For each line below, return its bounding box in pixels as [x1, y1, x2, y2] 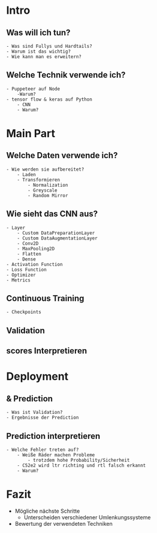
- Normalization [28, 182, 68, 188]
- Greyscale [28, 187, 58, 193]
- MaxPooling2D [17, 246, 55, 252]
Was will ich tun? [6, 28, 71, 38]
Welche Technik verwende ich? [6, 70, 126, 80]
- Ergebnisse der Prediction [6, 414, 79, 421]
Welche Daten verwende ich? [6, 150, 118, 160]
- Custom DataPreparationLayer [17, 230, 95, 236]
